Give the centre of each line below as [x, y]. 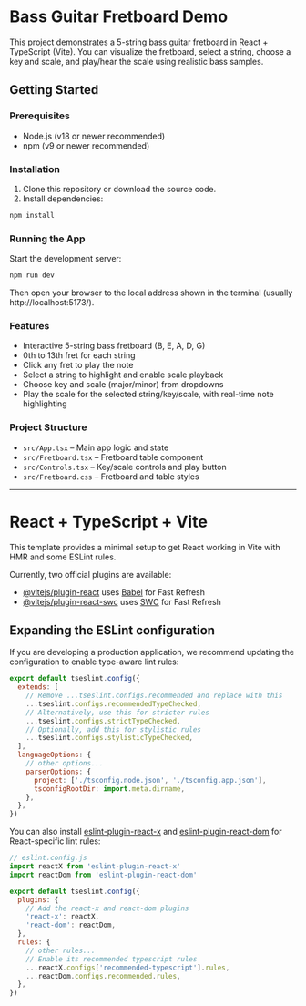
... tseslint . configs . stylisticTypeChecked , [110, 738]
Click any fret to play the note [78, 365]
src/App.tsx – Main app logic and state [96, 447]
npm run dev [32, 275]
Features [30, 325]
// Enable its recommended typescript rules [112, 959]
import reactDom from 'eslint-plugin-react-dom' [103, 875]
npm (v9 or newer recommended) [86, 145]
